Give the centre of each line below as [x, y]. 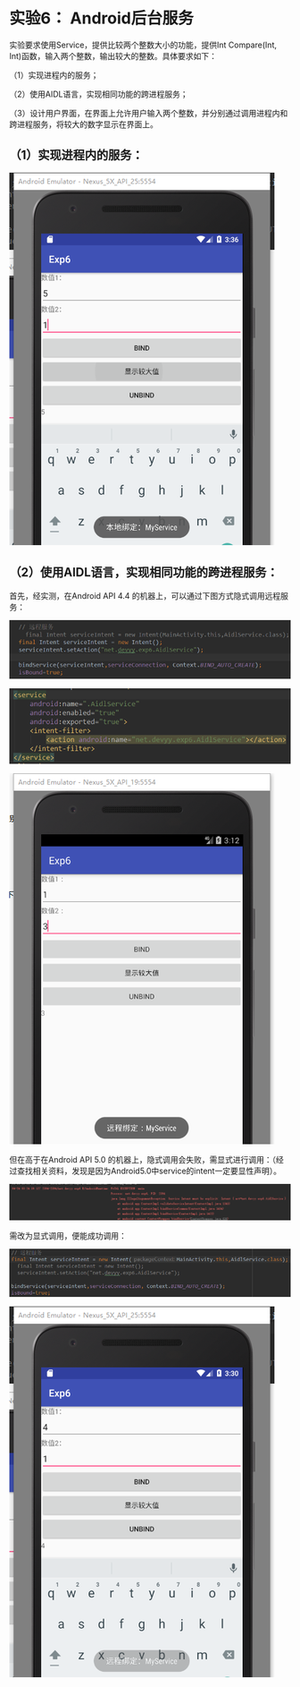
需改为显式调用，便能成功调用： [68, 1236]
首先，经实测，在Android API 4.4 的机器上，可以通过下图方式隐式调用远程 [145, 595]
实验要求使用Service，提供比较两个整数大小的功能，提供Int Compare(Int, [143, 45]
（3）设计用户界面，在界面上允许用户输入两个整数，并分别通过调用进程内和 [149, 113]
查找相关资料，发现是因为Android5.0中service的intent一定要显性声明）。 [149, 1171]
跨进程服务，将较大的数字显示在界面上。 [83, 124]
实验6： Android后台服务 [101, 18]
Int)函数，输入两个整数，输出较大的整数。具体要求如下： [113, 55]
